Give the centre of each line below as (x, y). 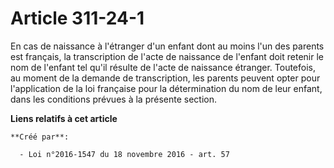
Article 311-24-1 (77, 18)
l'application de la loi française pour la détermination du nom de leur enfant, (166, 88)
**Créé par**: (40, 137)
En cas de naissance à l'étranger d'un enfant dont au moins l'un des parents (167, 46)
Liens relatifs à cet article (64, 118)
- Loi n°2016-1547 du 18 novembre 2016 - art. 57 (124, 154)
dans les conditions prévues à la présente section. (113, 99)
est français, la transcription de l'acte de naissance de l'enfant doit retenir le (167, 56)
